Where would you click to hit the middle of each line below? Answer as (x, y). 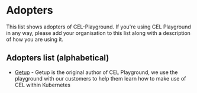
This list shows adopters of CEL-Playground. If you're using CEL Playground (98, 27)
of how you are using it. (35, 39)
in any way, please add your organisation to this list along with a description (98, 33)
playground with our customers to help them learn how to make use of (100, 78)
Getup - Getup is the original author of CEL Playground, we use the (96, 72)
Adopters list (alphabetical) (58, 58)
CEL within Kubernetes (43, 85)
